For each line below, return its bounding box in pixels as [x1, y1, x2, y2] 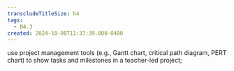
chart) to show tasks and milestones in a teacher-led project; [7, 56, 182, 65]
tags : [7, 17, 23, 24]
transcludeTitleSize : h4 [7, 10, 80, 17]
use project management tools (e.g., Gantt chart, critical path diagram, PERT [7, 49, 227, 57]
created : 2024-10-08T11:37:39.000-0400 [7, 29, 124, 37]
